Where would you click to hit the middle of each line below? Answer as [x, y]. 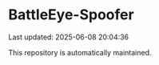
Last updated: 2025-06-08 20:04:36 [69, 37]
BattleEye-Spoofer [71, 15]
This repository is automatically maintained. [80, 52]
